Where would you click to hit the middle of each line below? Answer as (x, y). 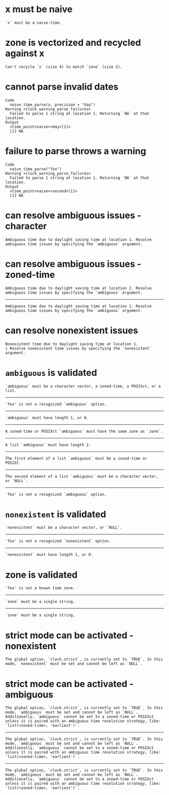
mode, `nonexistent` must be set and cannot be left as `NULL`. (74, 664)
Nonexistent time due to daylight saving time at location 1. (72, 344)
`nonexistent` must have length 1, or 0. (49, 555)
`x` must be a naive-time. (33, 23)
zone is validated (41, 575)
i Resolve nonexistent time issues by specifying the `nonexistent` (78, 348)
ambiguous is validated (51, 373)
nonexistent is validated (56, 514)
